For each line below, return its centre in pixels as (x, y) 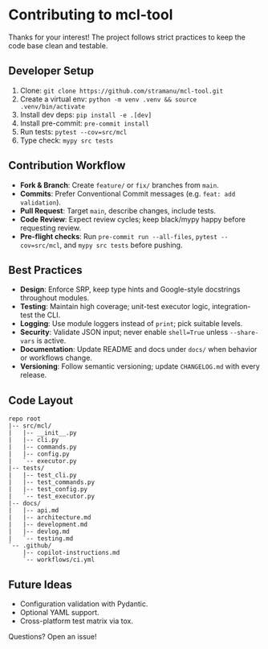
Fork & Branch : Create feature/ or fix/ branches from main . (119, 185)
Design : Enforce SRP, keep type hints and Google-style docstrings (130, 289)
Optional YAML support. (59, 612)
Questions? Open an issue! (53, 637)
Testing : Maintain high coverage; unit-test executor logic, (115, 307)
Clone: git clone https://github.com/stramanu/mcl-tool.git (122, 90)
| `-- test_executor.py (51, 497)
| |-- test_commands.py (51, 482)
